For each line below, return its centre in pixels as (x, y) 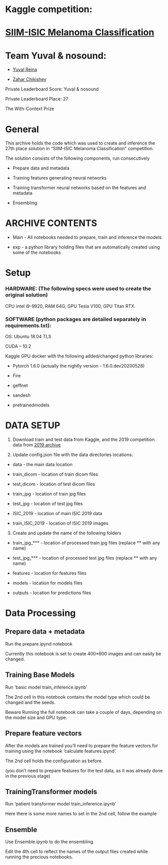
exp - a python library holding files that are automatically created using (86, 247)
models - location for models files (47, 583)
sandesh (21, 395)
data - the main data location (43, 464)
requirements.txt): (28, 326)
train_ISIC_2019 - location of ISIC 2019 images (60, 523)
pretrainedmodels (31, 405)
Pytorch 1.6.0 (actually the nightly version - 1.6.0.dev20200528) (78, 366)
